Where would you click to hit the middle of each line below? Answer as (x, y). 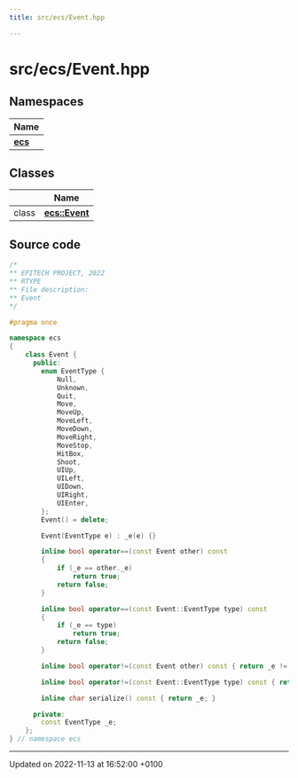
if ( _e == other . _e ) (94, 569)
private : (49, 714)
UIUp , (67, 470)
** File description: (49, 289)
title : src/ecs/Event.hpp (57, 17)
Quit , (67, 396)
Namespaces (47, 102)
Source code (45, 244)
